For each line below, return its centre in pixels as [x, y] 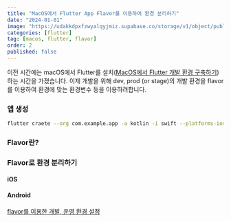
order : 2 [20, 45]
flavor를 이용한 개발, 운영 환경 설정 [54, 211]
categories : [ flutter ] [40, 33]
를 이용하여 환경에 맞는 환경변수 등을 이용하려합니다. [77, 89]
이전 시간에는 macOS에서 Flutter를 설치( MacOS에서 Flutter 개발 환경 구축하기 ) [113, 72]
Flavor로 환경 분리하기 [42, 162]
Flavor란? [23, 142]
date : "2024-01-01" [35, 20]
